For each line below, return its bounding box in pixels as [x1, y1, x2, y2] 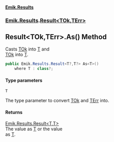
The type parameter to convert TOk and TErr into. [5, 98, 109, 104]
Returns [5, 109, 23, 115]
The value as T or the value [5, 126, 63, 132]
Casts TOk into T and [5, 46, 50, 52]
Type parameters [5, 77, 43, 83]
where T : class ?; [14, 66, 53, 72]
